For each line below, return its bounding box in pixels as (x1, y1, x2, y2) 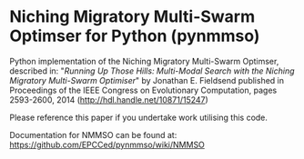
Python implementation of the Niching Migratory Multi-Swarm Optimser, (9, 55, 279, 66)
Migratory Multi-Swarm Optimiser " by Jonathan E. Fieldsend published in (9, 75, 285, 85)
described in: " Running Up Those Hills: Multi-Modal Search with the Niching (9, 65, 295, 76)
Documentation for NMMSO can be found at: (9, 129, 177, 140)
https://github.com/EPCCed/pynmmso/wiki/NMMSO (9, 139, 205, 150)
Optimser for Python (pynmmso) (9, 25, 260, 46)
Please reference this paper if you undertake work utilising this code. (9, 112, 269, 123)
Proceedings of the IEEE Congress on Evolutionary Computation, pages (9, 84, 278, 95)
